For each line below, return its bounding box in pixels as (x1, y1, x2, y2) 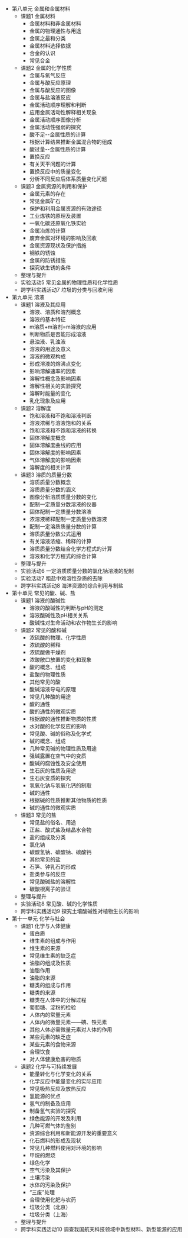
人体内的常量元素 (29, 1011, 71, 1018)
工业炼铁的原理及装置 (29, 212, 81, 219)
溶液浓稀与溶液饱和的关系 (29, 420, 92, 426)
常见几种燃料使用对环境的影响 (29, 1144, 102, 1151)
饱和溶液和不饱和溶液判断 (29, 412, 92, 419)
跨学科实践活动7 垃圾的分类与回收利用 (20, 286, 113, 293)
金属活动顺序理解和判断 (29, 101, 87, 108)
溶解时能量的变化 (29, 390, 71, 396)
